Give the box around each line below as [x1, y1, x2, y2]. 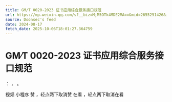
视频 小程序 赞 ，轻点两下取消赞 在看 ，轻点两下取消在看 [5, 91, 124, 97]
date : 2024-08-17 [5, 21, 42, 27]
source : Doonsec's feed [5, 17, 56, 22]
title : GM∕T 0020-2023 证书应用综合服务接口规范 [5, 7, 102, 13]
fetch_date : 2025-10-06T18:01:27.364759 [5, 27, 93, 32]
